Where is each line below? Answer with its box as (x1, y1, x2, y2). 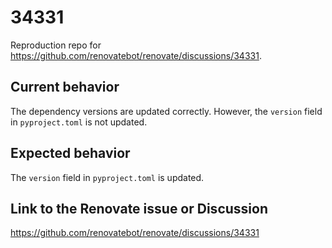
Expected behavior (10, 145, 131, 162)
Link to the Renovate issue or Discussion (10, 200, 268, 217)
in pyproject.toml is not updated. (10, 116, 148, 128)
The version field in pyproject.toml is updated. (10, 171, 205, 183)
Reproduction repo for (10, 39, 102, 51)
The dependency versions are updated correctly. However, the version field (10, 105, 323, 117)
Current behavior (10, 79, 120, 96)
